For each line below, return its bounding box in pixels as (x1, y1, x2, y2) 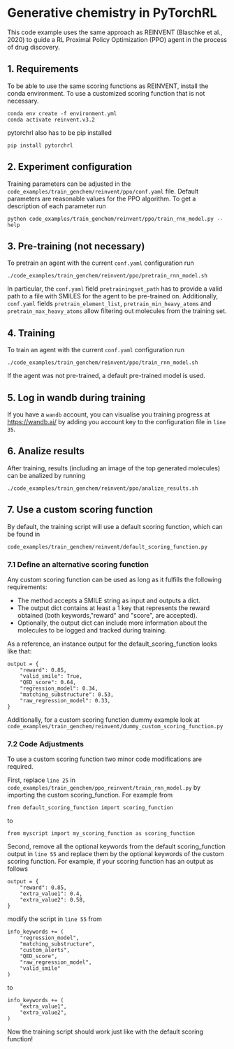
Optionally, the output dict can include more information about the (17, 618, 207, 627)
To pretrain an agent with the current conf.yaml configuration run (7, 259, 194, 267)
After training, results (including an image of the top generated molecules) (7, 463, 221, 472)
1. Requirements (7, 63, 79, 75)
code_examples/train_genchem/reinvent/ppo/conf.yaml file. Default (7, 187, 199, 195)
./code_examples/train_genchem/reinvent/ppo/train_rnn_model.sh (7, 359, 198, 366)
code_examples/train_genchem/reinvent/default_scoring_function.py (7, 543, 208, 550)
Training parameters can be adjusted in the (7, 180, 131, 188)
